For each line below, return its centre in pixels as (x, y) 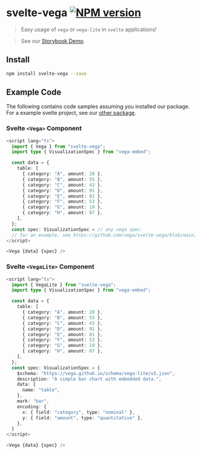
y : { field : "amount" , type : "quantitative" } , (83, 418)
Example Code (34, 92)
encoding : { (32, 407)
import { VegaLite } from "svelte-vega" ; (64, 285)
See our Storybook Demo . (53, 41)
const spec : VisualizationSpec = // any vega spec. (77, 229)
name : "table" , (41, 390)
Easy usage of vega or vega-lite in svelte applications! (89, 29)
